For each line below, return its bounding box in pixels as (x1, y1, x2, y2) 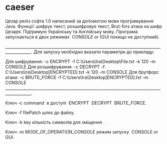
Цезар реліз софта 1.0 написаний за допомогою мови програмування (5, 18, 154, 24)
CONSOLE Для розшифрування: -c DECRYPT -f (5, 64, 105, 70)
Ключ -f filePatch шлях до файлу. (5, 109, 75, 116)
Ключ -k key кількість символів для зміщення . (5, 119, 105, 125)
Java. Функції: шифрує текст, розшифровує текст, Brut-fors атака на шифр (5, 23, 163, 29)
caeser (5, 1, 35, 13)
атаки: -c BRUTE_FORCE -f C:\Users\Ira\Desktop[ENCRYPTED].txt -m (5, 74, 149, 80)
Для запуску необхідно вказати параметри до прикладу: (33, 49, 155, 55)
